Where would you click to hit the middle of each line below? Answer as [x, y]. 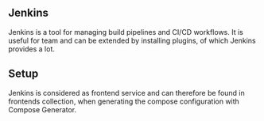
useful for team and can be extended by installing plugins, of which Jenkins [132, 40]
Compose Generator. [43, 109]
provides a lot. [32, 49]
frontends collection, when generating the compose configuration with [124, 101]
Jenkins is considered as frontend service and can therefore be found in [126, 93]
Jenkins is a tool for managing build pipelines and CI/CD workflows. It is [126, 32]
